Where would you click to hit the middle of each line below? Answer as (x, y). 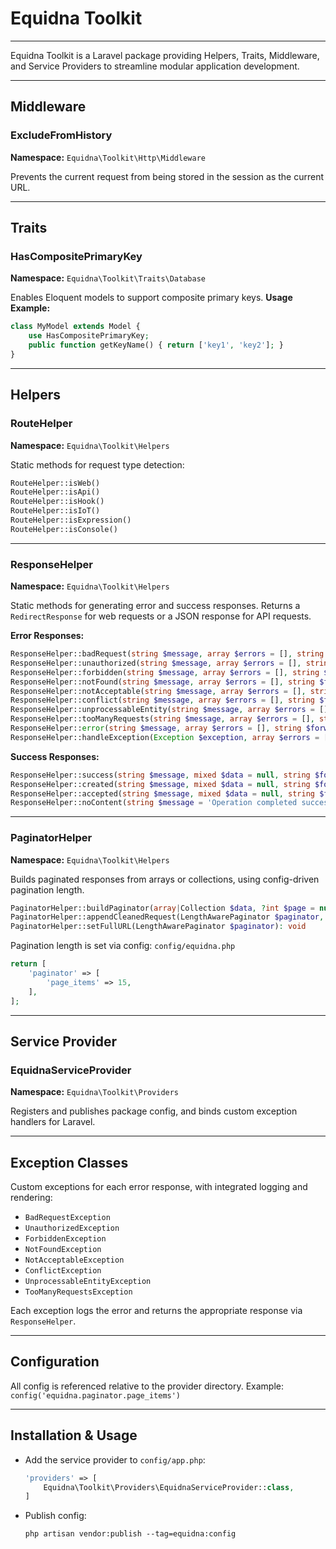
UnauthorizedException (72, 1228)
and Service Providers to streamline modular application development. (155, 66)
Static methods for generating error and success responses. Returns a (155, 606)
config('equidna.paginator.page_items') (96, 1395)
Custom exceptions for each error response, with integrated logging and (159, 1187)
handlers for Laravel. (53, 1122)
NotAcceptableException (74, 1260)
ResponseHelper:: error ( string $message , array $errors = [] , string (156, 728)
